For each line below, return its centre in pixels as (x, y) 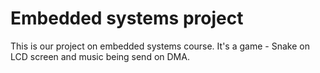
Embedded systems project (127, 18)
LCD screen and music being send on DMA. (100, 56)
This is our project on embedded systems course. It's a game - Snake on (160, 46)
